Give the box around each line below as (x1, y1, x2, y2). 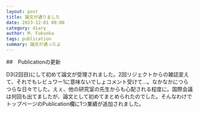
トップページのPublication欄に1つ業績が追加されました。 (6, 100, 145, 107)
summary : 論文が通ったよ (6, 42, 61, 48)
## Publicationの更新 (6, 58, 61, 65)
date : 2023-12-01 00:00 (6, 19, 65, 25)
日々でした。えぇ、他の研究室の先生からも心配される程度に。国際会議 (21, 85, 193, 92)
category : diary (6, 25, 46, 31)
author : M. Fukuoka (6, 31, 54, 36)
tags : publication (6, 36, 52, 42)
